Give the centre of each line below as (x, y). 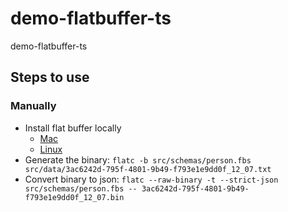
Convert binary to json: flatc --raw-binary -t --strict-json (151, 179)
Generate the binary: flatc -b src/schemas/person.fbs (138, 159)
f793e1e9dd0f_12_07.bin (74, 197)
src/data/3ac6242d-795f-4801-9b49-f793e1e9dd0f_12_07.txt (148, 169)
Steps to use (50, 77)
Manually (33, 106)
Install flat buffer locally (73, 128)
